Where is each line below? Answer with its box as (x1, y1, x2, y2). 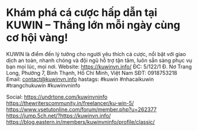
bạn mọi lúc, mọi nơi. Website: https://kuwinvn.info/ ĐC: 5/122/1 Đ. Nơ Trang (6, 63, 192, 70)
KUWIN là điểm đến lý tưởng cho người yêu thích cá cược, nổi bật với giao (6, 50, 186, 57)
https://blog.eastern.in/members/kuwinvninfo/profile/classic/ (6, 118, 155, 125)
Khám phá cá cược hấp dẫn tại (6, 6, 158, 19)
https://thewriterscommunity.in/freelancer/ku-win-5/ (6, 99, 135, 106)
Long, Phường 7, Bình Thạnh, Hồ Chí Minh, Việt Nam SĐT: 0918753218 (6, 69, 178, 76)
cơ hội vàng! (6, 31, 68, 44)
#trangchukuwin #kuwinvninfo (6, 81, 81, 89)
